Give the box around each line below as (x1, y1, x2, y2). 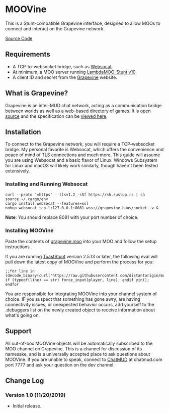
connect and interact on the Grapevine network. (5, 25, 105, 31)
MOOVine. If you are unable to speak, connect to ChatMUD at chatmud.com (5, 356, 162, 362)
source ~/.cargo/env (5, 196, 49, 202)
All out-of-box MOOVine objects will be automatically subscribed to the (5, 340, 153, 346)
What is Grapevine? (5, 89, 68, 98)
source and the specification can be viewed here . (5, 113, 108, 119)
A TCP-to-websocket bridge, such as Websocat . (12, 63, 113, 69)
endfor (5, 282, 19, 287)
